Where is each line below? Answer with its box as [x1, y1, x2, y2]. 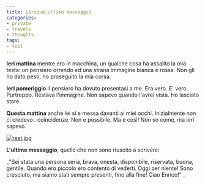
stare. [6, 97, 21, 105]
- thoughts [6, 32, 34, 38]
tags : [6, 37, 20, 43]
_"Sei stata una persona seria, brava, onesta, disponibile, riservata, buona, [6, 158, 194, 165]
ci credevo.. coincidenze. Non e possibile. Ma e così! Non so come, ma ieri [6, 116, 195, 123]
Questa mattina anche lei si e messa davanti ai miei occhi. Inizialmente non [6, 109, 196, 117]
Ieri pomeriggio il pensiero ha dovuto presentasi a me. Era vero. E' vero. [6, 84, 188, 92]
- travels [6, 26, 32, 32]
